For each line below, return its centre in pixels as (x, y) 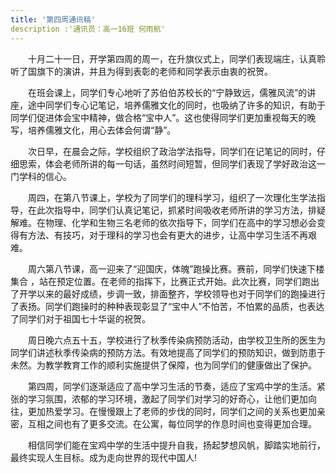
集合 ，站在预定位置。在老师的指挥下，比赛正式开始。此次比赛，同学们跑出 (165, 281)
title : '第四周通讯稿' (53, 19)
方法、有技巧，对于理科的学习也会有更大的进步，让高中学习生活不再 (167, 235)
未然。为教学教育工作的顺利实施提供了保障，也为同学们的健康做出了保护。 (163, 365)
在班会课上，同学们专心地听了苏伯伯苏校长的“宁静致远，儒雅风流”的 (167, 92)
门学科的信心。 (41, 176)
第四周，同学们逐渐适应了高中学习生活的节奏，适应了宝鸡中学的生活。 (172, 386)
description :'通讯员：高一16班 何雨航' (88, 29)
